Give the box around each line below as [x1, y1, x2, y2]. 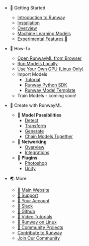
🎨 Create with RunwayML [9, 102, 62, 108]
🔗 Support [17, 192, 38, 198]
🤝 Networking [17, 139, 47, 145]
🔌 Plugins [17, 155, 38, 161]
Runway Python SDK [24, 82, 67, 88]
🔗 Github [17, 208, 36, 214]
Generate [24, 128, 44, 134]
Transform [24, 123, 46, 129]
